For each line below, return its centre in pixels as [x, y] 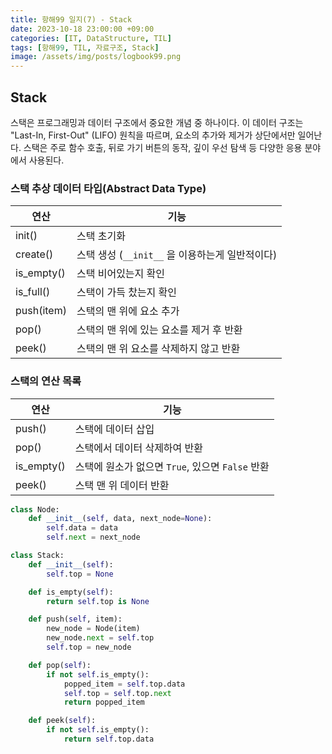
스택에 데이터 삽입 [114, 429]
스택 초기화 [101, 236]
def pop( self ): [60, 665]
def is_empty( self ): [71, 592]
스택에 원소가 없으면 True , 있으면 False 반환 [172, 466]
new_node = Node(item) [93, 629]
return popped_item [104, 702]
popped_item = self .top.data [124, 684]
